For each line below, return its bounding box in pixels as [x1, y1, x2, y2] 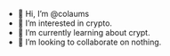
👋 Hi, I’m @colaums [17, 9, 90, 19]
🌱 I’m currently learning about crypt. [17, 28, 150, 37]
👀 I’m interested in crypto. [17, 18, 113, 28]
